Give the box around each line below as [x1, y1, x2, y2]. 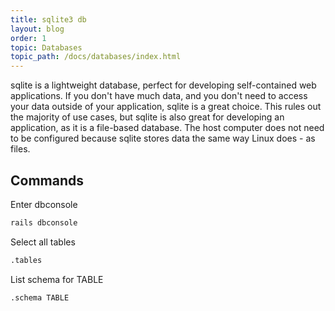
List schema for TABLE [10, 273, 104, 285]
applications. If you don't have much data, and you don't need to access [10, 90, 308, 102]
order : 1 [10, 33, 47, 43]
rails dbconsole [10, 217, 78, 228]
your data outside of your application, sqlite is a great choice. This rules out [10, 101, 322, 113]
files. [10, 143, 31, 155]
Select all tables [10, 236, 76, 248]
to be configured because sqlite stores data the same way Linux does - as [10, 132, 316, 145]
